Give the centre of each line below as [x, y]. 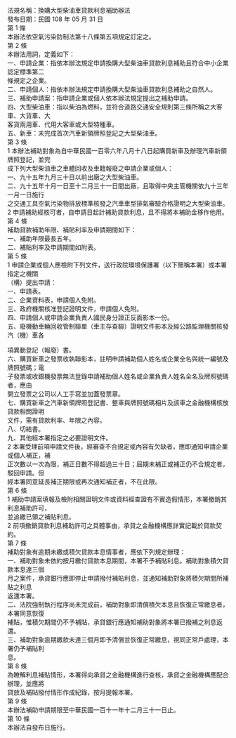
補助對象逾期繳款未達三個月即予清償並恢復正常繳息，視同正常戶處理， [121, 640]
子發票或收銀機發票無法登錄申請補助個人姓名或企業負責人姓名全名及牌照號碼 [118, 376]
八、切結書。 [26, 429]
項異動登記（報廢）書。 [41, 350]
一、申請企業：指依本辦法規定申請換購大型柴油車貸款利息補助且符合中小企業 [118, 63]
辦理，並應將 [26, 684]
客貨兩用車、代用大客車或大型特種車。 [63, 124]
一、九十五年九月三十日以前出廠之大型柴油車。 [75, 177]
